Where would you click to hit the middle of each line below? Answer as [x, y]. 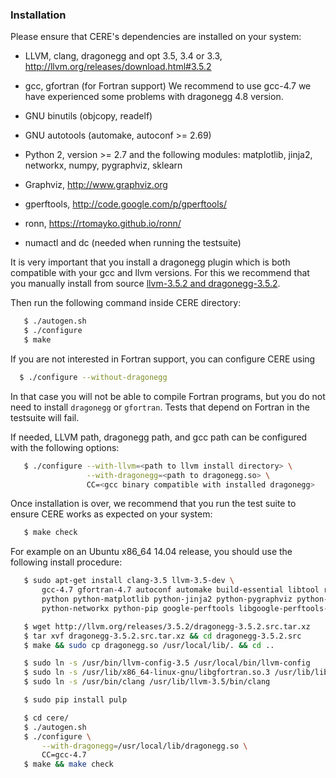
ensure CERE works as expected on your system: [111, 514]
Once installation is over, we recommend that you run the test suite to [153, 504]
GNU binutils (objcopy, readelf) [88, 116]
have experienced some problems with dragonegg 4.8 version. [154, 97]
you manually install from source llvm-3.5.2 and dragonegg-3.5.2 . [145, 284]
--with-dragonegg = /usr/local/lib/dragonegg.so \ [144, 746]
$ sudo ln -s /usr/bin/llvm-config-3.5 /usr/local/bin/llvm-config [167, 663]
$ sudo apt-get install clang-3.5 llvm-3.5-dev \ [129, 581]
